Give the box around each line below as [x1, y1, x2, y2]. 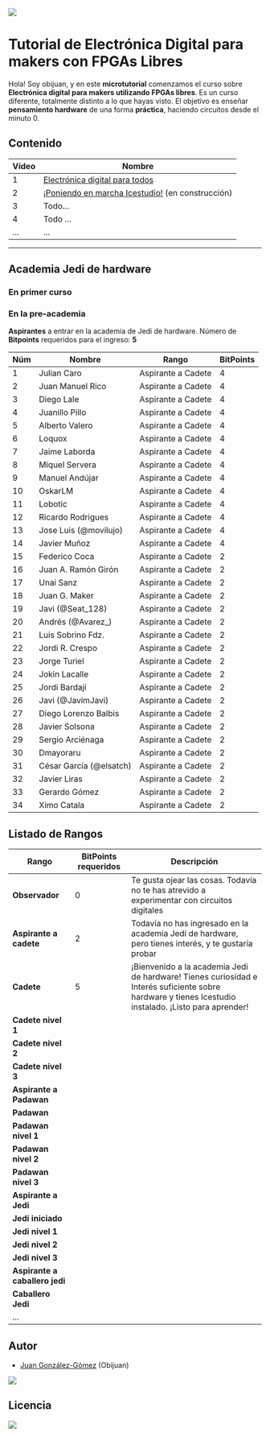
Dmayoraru [39, 747, 81, 759]
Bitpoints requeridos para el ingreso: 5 [8, 335, 137, 345]
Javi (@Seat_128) [39, 603, 108, 615]
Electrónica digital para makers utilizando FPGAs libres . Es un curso [8, 87, 239, 97]
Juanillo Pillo [39, 407, 87, 418]
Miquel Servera [39, 459, 96, 470]
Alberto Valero [39, 420, 93, 431]
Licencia [8, 1398, 52, 1413]
